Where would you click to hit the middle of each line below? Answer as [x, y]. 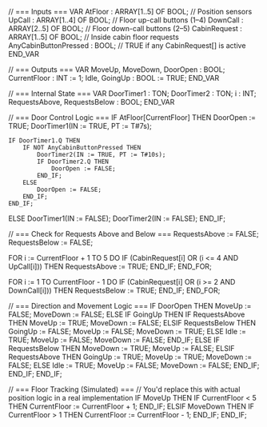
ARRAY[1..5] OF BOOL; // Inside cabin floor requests [94, 37]
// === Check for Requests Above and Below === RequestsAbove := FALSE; [133, 234]
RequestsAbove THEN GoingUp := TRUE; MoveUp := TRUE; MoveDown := [130, 357]
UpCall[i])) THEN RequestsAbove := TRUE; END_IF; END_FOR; [110, 266]
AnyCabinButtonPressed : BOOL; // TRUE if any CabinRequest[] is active [127, 46]
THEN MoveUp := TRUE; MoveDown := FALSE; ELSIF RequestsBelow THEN [132, 323]
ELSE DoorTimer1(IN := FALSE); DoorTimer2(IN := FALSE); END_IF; [117, 218]
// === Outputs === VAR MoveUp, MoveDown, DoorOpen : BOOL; [117, 70]
